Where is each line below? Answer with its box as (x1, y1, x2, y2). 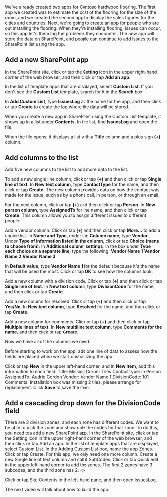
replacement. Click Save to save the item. (5, 384, 90, 390)
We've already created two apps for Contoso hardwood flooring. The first (5, 4, 156, 10)
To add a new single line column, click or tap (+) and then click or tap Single (5, 176, 162, 182)
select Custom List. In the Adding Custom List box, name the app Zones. (5, 446, 153, 452)
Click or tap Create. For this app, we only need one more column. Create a (5, 451, 158, 457)
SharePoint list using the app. (5, 41, 66, 47)
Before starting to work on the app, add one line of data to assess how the (5, 348, 158, 354)
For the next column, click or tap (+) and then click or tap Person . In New (5, 201, 156, 208)
